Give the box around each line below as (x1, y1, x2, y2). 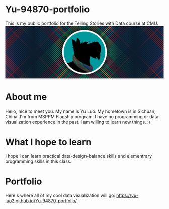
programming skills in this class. (5, 158, 72, 164)
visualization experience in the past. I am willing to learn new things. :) (5, 119, 151, 125)
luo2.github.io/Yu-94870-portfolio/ (5, 197, 77, 204)
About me (5, 91, 47, 102)
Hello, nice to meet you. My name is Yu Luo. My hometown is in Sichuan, (5, 108, 156, 114)
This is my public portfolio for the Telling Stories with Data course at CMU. (5, 20, 158, 26)
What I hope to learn (5, 136, 92, 148)
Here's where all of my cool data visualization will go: (5, 192, 116, 198)
